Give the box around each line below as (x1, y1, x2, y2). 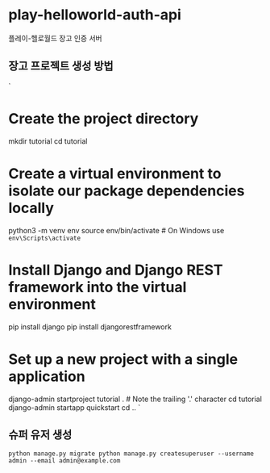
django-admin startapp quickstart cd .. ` (8, 402, 141, 412)
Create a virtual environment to (8, 164, 222, 182)
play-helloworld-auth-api (8, 6, 181, 24)
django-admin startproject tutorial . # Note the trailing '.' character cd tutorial (8, 394, 262, 404)
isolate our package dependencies (8, 182, 245, 199)
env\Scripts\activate (8, 234, 81, 242)
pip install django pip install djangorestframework (8, 321, 172, 332)
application (8, 367, 86, 385)
